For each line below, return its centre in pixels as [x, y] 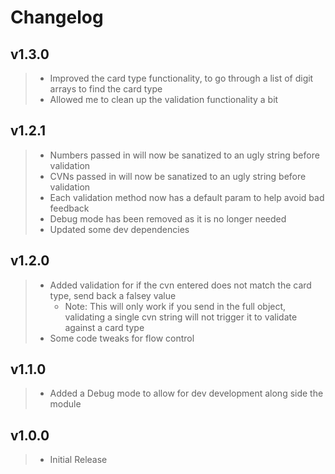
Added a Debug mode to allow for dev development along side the [186, 393]
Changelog [57, 17]
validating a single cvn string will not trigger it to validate [181, 317]
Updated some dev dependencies [119, 229]
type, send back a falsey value [113, 295]
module [65, 404]
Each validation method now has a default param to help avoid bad [187, 197]
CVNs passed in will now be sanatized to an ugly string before [178, 176]
